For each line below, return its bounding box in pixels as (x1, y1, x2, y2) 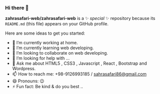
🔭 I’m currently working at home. (12, 40, 78, 46)
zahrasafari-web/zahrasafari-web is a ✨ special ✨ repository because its (5, 16, 156, 21)
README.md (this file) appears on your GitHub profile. (5, 21, 109, 27)
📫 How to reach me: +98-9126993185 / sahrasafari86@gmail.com (12, 71, 147, 77)
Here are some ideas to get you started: (5, 30, 86, 36)
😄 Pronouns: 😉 (12, 78, 45, 84)
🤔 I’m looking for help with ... (12, 56, 70, 61)
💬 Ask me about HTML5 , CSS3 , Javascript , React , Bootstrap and (12, 60, 147, 66)
